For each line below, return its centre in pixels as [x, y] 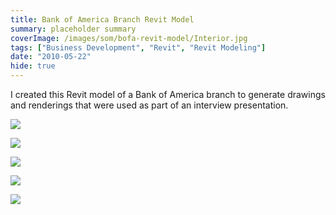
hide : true [33, 66]
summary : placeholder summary [73, 29]
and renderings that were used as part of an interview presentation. [149, 105]
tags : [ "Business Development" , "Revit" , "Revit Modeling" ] [138, 47]
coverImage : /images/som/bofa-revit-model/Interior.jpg [129, 38]
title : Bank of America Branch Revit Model [102, 19]
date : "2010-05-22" [51, 57]
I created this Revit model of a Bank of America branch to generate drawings [168, 94]
